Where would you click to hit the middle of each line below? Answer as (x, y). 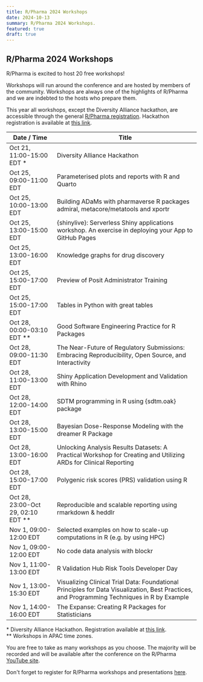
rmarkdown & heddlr (85, 512)
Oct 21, (20, 148)
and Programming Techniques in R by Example (123, 597)
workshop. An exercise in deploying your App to (125, 230)
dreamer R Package (85, 433)
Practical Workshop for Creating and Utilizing (121, 454)
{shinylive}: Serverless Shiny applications (115, 223)
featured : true (25, 29)
